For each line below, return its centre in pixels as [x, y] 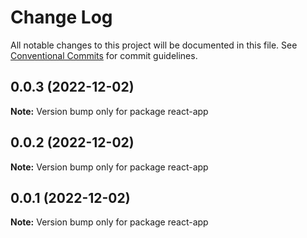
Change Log [61, 17]
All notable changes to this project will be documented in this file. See [154, 45]
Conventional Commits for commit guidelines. [104, 55]
